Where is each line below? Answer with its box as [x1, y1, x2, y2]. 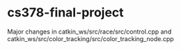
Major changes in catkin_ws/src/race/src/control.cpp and [7, 27, 172, 36]
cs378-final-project [7, 5, 124, 21]
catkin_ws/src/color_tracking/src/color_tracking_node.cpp [7, 34, 174, 42]
